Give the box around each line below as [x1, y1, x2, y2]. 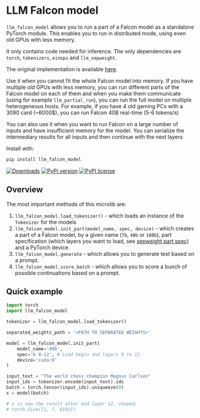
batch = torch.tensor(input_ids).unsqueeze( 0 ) [6, 385, 124, 390]
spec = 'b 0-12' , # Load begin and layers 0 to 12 [17, 351, 140, 358]
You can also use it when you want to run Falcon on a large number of [6, 120, 179, 127]
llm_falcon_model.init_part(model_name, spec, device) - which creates [14, 225, 194, 232]
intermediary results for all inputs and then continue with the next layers [6, 133, 183, 141]
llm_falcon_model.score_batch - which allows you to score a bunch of [14, 263, 187, 270]
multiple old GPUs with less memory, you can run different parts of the [6, 83, 180, 90]
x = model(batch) [6, 390, 50, 396]
